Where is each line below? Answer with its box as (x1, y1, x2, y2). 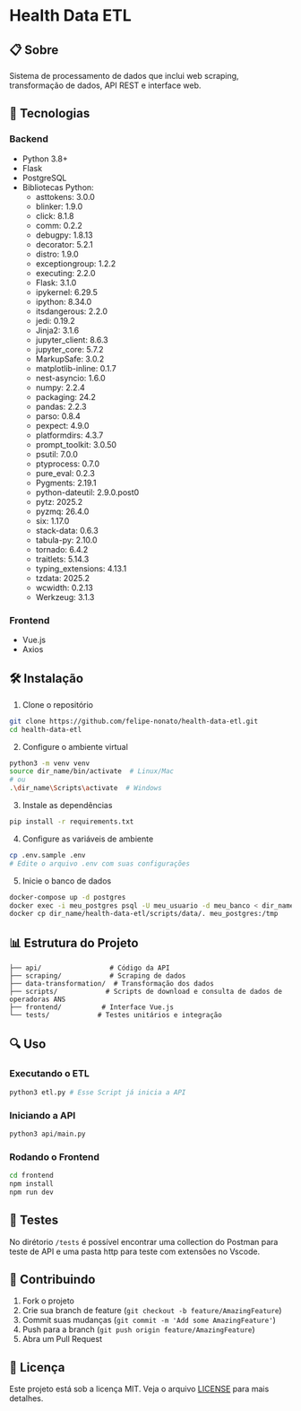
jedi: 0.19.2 (35, 315, 75, 326)
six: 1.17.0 (35, 515, 70, 526)
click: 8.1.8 (35, 210, 74, 221)
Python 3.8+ (21, 153, 69, 164)
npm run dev (9, 1188, 54, 1197)
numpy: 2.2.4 (35, 382, 85, 393)
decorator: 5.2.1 (35, 239, 93, 249)
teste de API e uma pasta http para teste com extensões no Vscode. (9, 1246, 261, 1257)
